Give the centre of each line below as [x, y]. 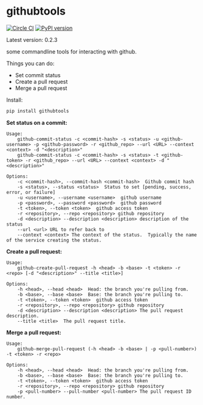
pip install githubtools [38, 111]
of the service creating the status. [54, 240]
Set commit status [38, 75]
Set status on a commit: [37, 122]
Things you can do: [30, 63]
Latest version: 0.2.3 [32, 40]
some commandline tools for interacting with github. [71, 51]
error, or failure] [31, 192]
